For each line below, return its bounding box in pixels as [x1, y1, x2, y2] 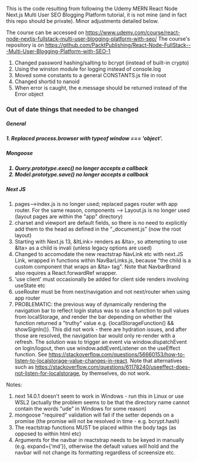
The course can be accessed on [6, 29, 84, 36]
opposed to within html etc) [14, 430, 81, 437]
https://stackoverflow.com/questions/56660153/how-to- [48, 351, 185, 358]
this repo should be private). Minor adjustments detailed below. [6, 18, 159, 24]
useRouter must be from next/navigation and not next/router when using [14, 289, 190, 296]
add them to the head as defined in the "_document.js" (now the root [14, 225, 181, 232]
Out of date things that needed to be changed [6, 105, 139, 113]
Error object [14, 91, 44, 97]
